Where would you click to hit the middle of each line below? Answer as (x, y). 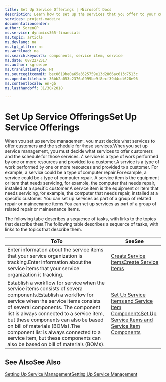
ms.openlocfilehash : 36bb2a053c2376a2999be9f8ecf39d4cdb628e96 (72, 79)
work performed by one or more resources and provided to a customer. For (82, 167)
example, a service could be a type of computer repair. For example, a (76, 172)
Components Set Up (134, 314)
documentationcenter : (27, 24)
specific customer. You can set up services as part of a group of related (78, 199)
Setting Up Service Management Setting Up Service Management (71, 374)
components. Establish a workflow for (51, 295)
